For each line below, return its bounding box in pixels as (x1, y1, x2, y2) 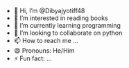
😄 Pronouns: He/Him (13, 46, 75, 55)
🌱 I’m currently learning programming (13, 22, 121, 29)
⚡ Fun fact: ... (13, 54, 52, 62)
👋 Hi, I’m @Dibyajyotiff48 (13, 7, 85, 15)
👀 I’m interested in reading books (13, 14, 109, 22)
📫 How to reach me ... (13, 37, 78, 44)
